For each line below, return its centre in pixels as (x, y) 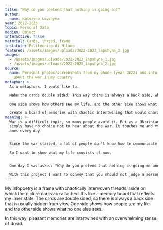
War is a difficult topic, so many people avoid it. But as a (73, 122)
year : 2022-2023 (21, 23)
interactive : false (25, 37)
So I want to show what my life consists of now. (60, 153)
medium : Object (20, 32)
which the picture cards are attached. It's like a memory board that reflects (80, 194)
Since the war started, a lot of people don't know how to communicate (83, 144)
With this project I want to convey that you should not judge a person (84, 175)
